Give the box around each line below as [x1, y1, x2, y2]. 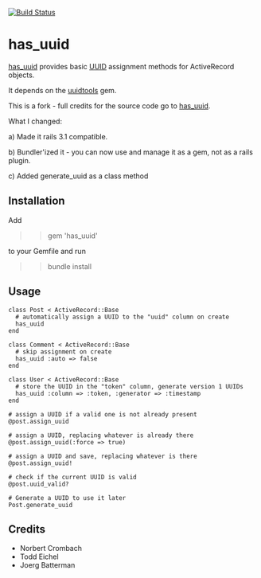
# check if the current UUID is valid [8, 473, 137, 481]
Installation [8, 194, 65, 208]
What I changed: [8, 116, 62, 126]
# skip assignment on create [15, 347, 112, 356]
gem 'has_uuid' [47, 231, 98, 240]
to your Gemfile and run [8, 246, 86, 256]
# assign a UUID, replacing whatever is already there [8, 431, 194, 439]
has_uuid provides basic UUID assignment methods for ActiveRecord [8, 61, 235, 71]
